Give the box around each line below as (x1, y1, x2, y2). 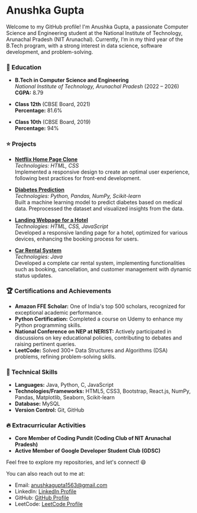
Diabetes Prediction (14, 186, 65, 193)
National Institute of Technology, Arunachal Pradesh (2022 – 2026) (14, 83, 179, 90)
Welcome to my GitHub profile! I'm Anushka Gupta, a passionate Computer (6, 23, 189, 30)
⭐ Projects (6, 140, 37, 148)
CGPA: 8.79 (14, 89, 44, 97)
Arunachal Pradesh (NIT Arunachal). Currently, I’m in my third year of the (6, 36, 183, 43)
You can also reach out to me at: (6, 470, 85, 477)
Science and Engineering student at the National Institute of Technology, (6, 29, 183, 36)
